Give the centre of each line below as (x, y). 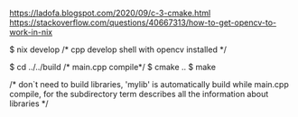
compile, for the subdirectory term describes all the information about (139, 94)
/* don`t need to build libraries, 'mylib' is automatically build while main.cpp (149, 84)
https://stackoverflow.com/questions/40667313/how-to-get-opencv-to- (143, 22)
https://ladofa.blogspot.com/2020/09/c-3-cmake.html (110, 13)
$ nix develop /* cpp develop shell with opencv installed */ (118, 49)
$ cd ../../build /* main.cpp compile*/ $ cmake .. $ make (113, 67)
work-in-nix (31, 32)
